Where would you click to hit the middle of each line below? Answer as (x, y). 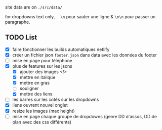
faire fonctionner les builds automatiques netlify (61, 49)
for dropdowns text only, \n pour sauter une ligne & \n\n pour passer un (80, 17)
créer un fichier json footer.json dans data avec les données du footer (84, 55)
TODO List (21, 37)
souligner (29, 88)
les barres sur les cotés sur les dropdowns (56, 100)
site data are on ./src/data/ (34, 7)
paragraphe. (18, 22)
